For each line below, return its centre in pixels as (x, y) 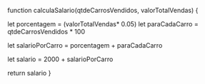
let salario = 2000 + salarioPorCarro (60, 59)
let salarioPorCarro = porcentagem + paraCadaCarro (85, 45)
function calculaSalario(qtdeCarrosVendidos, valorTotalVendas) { (103, 10)
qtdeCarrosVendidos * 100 (46, 32)
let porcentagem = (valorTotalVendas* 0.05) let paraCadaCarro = (103, 24)
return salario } (29, 73)
